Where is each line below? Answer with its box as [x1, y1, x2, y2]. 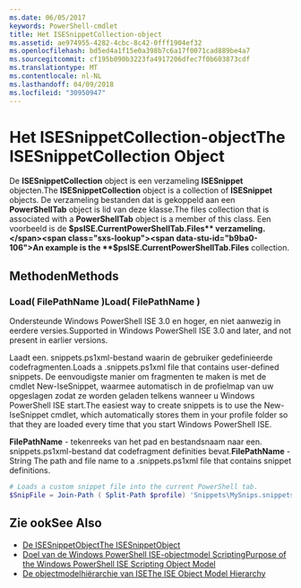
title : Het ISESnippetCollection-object [9, 30, 163, 39]
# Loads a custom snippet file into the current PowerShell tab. [9, 482, 258, 492]
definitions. [9, 465, 51, 476]
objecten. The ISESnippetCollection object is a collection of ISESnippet [9, 185, 273, 196]
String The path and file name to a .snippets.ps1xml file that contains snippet [9, 455, 292, 467]
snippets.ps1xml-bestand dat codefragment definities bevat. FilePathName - [9, 446, 291, 457]
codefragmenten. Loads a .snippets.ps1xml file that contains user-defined [9, 362, 279, 373]
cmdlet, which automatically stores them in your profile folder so [50, 409, 288, 420]
